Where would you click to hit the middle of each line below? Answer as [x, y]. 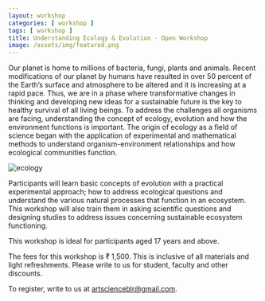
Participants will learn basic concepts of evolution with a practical [116, 183]
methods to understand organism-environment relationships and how [122, 144]
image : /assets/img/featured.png [64, 45]
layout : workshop [37, 16]
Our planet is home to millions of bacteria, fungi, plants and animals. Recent [132, 68]
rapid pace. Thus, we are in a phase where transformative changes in [122, 93]
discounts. [25, 274]
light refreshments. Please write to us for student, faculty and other [118, 265]
